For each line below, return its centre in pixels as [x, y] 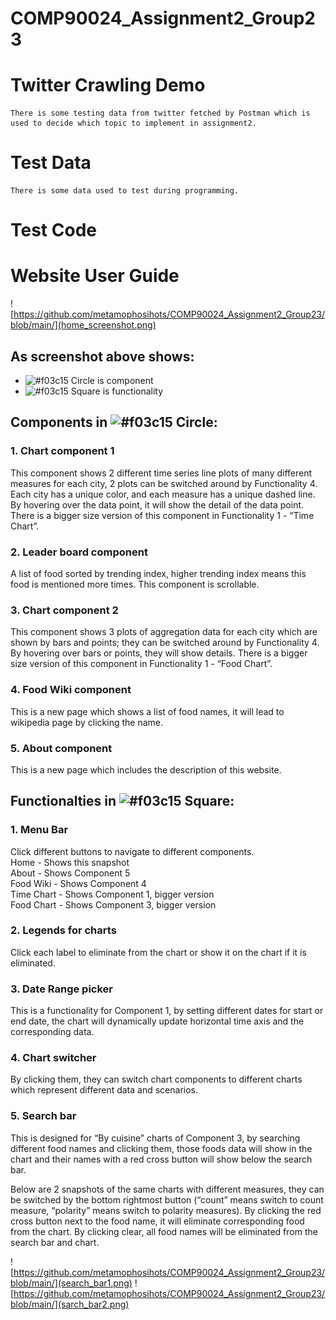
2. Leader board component [79, 552]
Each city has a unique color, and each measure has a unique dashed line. [163, 494]
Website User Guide [95, 276]
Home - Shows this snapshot [70, 862]
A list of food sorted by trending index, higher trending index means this [158, 573]
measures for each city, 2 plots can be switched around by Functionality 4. [164, 483]
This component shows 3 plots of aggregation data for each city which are [164, 632]
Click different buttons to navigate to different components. [132, 851]
